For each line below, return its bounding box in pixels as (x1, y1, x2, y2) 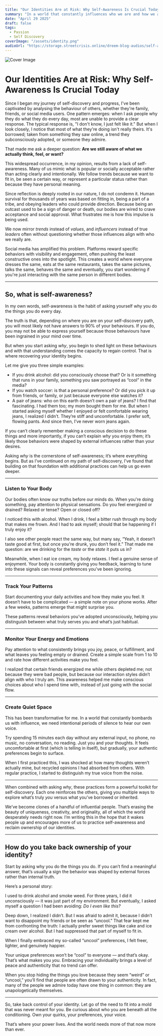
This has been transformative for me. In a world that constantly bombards (5, 715, 152, 721)
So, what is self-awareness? (5, 290, 93, 299)
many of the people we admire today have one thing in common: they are (5, 982, 151, 988)
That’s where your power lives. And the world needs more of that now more (5, 1021, 156, 1027)
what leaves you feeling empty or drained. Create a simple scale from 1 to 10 (5, 652, 158, 658)
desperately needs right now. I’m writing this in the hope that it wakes (5, 814, 144, 820)
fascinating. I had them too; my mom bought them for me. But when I (12, 403, 150, 409)
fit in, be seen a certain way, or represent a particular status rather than (5, 176, 148, 182)
